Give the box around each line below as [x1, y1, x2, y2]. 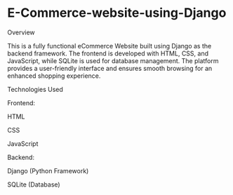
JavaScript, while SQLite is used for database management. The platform [7, 56, 219, 65]
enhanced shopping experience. [7, 72, 101, 80]
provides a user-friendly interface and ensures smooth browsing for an [7, 64, 213, 72]
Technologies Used [7, 85, 63, 93]
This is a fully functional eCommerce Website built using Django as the [7, 41, 212, 50]
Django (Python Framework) [7, 166, 89, 175]
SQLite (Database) [7, 180, 61, 189]
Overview [7, 28, 35, 36]
